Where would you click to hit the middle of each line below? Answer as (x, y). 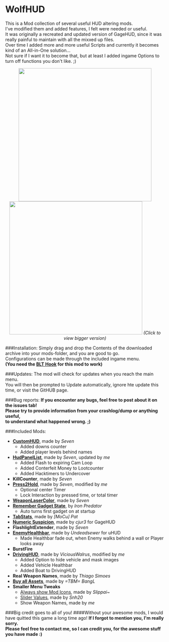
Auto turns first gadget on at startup (58, 511)
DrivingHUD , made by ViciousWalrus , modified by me (69, 554)
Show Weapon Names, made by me (57, 602)
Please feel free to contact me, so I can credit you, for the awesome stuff (83, 629)
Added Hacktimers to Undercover (55, 473)
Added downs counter (43, 446)
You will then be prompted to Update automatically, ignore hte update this (82, 384)
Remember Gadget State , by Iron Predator (57, 506)
